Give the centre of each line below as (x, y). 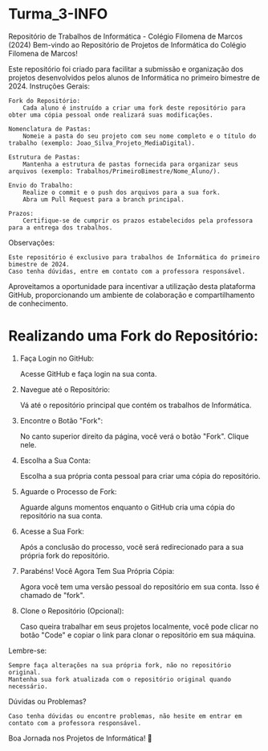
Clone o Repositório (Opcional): (72, 611)
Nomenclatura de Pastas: (50, 129)
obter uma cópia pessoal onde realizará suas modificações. (111, 115)
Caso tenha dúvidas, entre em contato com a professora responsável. (127, 271)
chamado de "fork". (52, 595)
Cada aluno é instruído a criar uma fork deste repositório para (134, 108)
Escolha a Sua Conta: (55, 460)
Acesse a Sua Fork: (52, 531)
